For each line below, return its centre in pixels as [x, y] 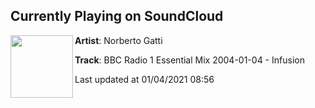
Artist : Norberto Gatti [118, 40]
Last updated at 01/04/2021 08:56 [144, 79]
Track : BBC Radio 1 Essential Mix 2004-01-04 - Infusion [189, 60]
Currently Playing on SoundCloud [117, 16]
